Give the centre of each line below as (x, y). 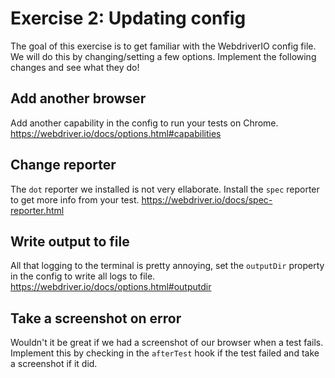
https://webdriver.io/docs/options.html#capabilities (116, 133)
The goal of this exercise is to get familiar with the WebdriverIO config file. (163, 46)
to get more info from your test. (75, 199)
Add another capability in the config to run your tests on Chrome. (144, 123)
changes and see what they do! (75, 67)
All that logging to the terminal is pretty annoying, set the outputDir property (167, 266)
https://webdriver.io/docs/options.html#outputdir (111, 287)
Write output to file (70, 241)
